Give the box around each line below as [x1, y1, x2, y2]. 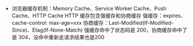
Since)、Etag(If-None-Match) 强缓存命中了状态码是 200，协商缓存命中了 [11, 26, 188, 33]
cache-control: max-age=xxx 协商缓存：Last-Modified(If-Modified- [11, 20, 174, 26]
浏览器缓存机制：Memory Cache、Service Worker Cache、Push [11, 5, 167, 11]
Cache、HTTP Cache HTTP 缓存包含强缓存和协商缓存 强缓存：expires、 [11, 12, 186, 19]
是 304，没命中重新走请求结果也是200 [11, 34, 105, 40]
